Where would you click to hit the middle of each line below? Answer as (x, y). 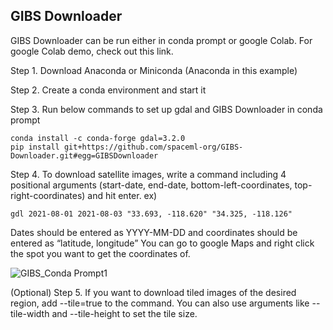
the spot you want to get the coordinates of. (100, 253)
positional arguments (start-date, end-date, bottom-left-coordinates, (151, 185)
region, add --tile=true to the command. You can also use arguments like (160, 303)
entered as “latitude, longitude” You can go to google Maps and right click (162, 243)
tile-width (30, 313)
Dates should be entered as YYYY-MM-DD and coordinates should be (154, 232)
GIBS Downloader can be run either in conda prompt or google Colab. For (161, 40)
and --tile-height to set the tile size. (124, 313)
